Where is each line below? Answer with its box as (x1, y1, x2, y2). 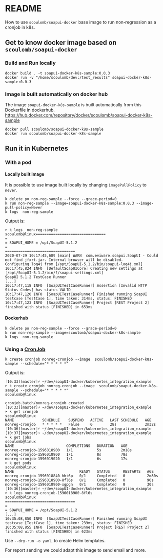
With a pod (5, 159, 32, 166)
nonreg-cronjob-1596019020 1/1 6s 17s (5, 456, 128, 461)
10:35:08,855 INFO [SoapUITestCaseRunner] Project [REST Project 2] (5, 525, 150, 530)
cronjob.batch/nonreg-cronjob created (5, 400, 84, 405)
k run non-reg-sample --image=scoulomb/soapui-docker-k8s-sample (5, 330, 141, 335)
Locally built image (5, 171, 45, 177)
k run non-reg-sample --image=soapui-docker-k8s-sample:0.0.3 (5, 201, 134, 206)
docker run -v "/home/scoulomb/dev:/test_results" (5, 75, 110, 80)
